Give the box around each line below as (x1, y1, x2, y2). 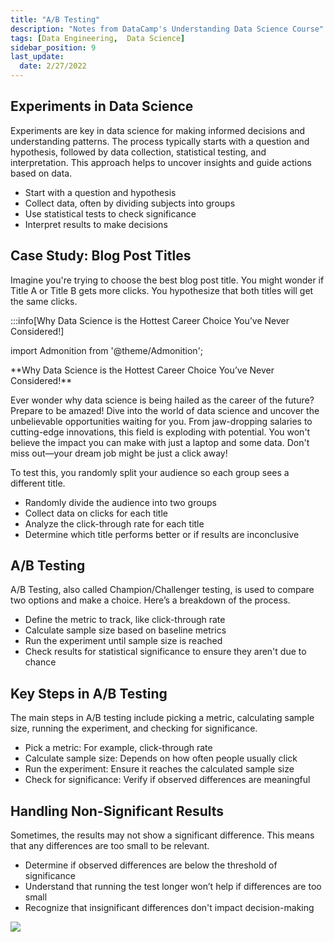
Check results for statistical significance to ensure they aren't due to (24, 646, 307, 658)
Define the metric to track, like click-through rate (24, 614, 226, 626)
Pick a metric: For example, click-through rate (24, 742, 213, 754)
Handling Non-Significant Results (10, 802, 225, 820)
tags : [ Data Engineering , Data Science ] (10, 33, 186, 43)
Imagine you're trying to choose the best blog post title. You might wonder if (10, 274, 325, 286)
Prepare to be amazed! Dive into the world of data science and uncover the (10, 404, 320, 416)
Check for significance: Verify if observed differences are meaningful (24, 774, 311, 786)
